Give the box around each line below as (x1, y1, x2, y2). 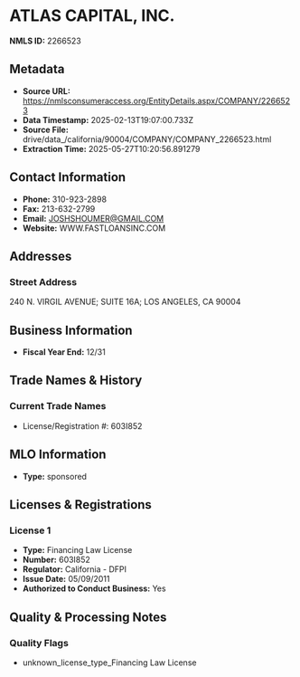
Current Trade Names (9, 400, 107, 413)
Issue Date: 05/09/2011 (22, 574, 110, 585)
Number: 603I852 (22, 554, 90, 566)
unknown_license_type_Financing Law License (22, 657, 197, 668)
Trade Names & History (9, 373, 143, 388)
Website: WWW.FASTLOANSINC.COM (22, 223, 166, 234)
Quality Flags (9, 636, 70, 649)
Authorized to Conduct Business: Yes (22, 583, 166, 594)
